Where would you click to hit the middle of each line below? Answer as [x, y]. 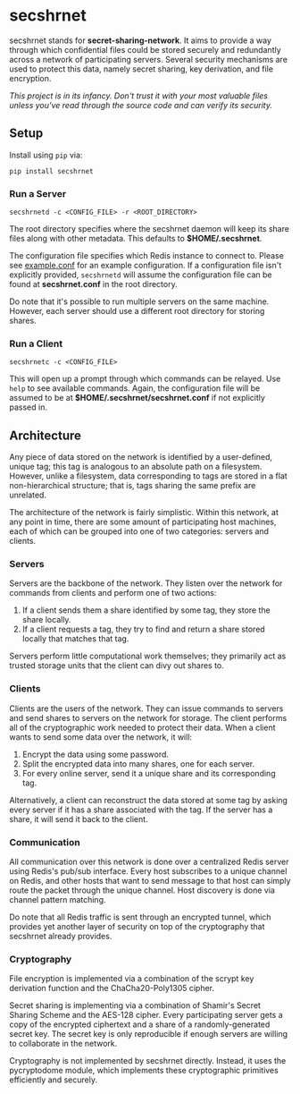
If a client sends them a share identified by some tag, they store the [146, 610]
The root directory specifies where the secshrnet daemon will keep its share [150, 229]
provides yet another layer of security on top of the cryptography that [137, 927]
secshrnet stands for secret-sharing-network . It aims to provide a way [141, 40]
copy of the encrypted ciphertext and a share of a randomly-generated [140, 1024]
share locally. [46, 620]
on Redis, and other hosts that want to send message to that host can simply [150, 881]
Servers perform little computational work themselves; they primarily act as [148, 656]
